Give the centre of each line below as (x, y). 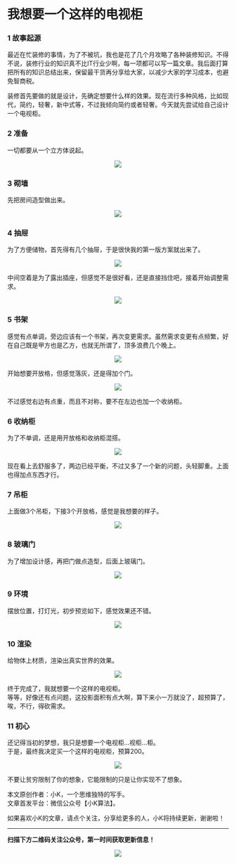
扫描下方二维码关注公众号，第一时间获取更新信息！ (81, 839)
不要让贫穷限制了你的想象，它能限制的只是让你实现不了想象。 (97, 780)
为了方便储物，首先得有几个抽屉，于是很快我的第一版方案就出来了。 (106, 249)
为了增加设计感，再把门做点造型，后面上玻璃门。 (78, 561)
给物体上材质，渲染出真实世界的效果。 (63, 660)
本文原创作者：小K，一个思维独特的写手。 (68, 794)
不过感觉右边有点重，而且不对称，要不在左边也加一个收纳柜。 (97, 401)
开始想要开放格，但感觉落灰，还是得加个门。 (72, 373)
